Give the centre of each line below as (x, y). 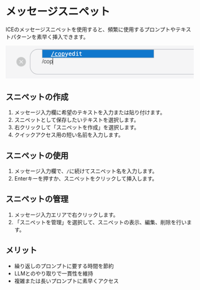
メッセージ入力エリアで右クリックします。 (66, 215)
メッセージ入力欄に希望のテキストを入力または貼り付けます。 (90, 112)
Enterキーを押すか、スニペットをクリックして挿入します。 (86, 179)
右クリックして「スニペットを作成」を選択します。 (77, 127)
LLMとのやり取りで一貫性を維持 (54, 273)
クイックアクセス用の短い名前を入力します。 (69, 135)
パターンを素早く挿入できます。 (50, 36)
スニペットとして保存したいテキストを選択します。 (77, 120)
